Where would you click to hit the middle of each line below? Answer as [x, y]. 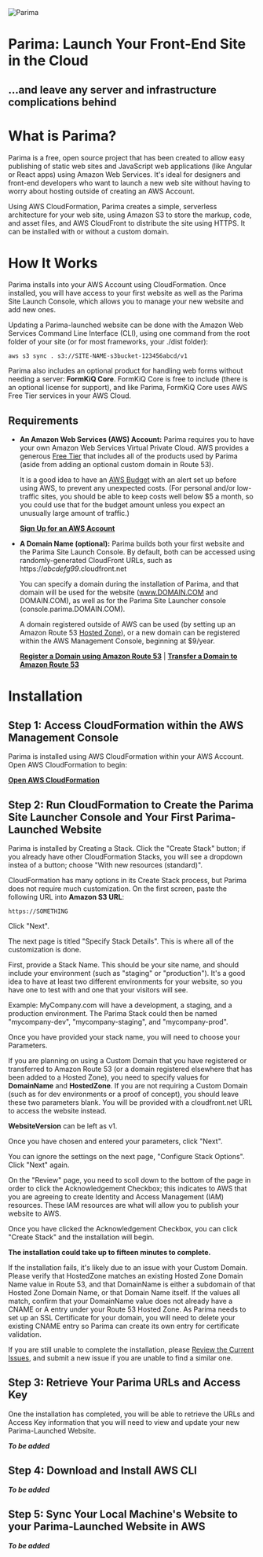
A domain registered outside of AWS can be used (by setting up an [127, 624]
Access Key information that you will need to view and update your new [124, 1422]
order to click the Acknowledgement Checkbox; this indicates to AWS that [128, 1189]
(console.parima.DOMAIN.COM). [72, 609]
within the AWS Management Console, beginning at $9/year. [117, 641]
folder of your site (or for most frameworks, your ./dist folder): [108, 342]
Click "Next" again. [39, 1165]
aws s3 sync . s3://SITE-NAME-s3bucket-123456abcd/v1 [98, 356]
